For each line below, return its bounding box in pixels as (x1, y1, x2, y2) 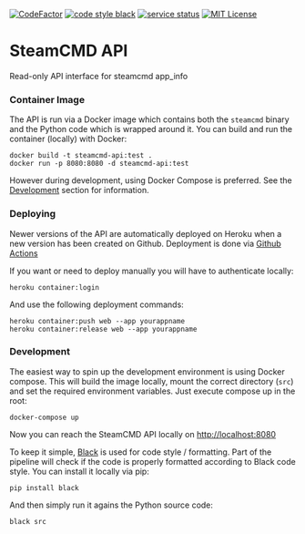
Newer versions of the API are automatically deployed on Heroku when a (9, 228, 282, 239)
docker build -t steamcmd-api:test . (9, 151, 153, 160)
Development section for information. (9, 185, 149, 196)
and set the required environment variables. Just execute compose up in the (9, 385, 296, 396)
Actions (9, 247, 38, 259)
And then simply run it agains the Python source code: (9, 499, 214, 510)
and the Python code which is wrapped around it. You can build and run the (9, 124, 293, 135)
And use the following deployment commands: (9, 299, 184, 310)
